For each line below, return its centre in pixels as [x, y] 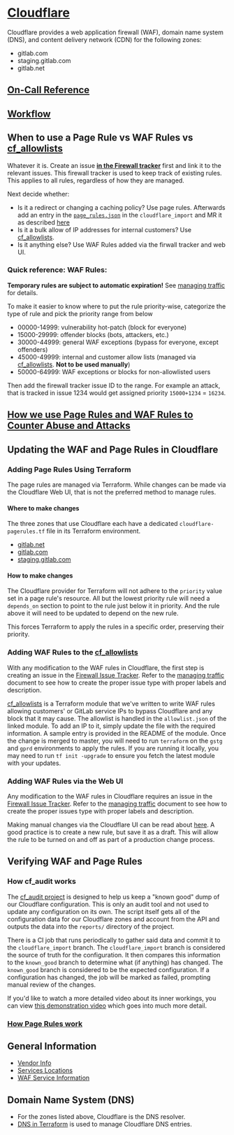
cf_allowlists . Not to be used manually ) [74, 364]
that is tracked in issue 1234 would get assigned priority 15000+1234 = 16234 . [117, 392]
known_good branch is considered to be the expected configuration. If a [108, 969]
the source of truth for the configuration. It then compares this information [114, 955]
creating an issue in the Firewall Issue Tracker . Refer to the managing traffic [116, 675]
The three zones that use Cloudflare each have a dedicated [93, 524]
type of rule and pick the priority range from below [80, 313]
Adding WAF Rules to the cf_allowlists [73, 652]
